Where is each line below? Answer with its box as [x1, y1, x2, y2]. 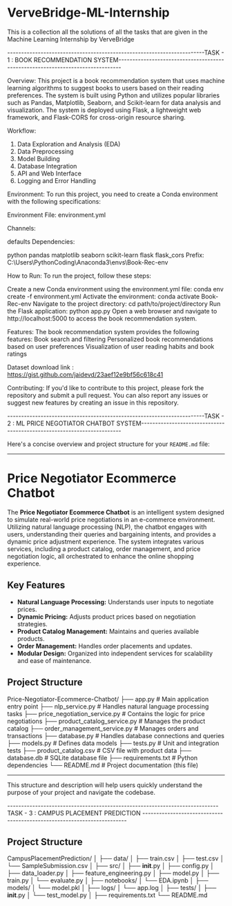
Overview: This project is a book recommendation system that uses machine [7, 76, 225, 84]
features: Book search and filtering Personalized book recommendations [7, 335, 213, 343]
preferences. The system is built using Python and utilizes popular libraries [7, 91, 220, 99]
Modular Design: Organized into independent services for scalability [17, 649, 213, 657]
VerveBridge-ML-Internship [7, 5, 170, 21]
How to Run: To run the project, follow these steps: [7, 271, 152, 280]
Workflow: [7, 126, 37, 135]
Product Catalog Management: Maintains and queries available [17, 627, 199, 635]
